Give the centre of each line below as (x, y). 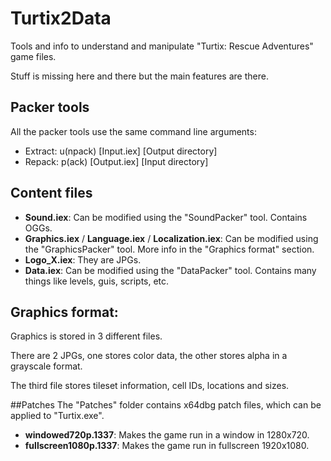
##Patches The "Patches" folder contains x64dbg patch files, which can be (166, 405)
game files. (33, 56)
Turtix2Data (61, 18)
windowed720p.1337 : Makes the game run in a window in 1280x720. (167, 435)
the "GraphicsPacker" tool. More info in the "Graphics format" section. (169, 249)
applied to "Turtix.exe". (57, 416)
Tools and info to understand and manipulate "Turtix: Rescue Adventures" (162, 46)
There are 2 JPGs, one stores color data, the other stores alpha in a (149, 356)
